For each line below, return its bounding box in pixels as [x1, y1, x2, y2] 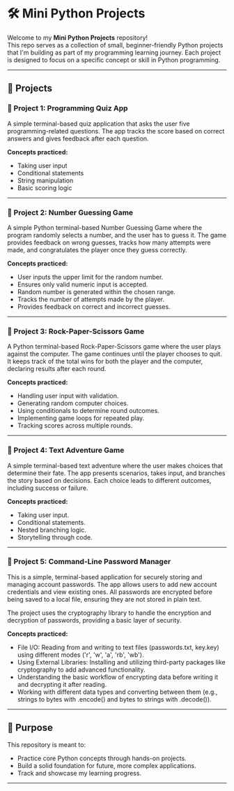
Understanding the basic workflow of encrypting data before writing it [17, 672, 219, 681]
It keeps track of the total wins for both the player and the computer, [7, 357, 203, 365]
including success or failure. [7, 484, 88, 492]
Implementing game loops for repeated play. [17, 414, 145, 423]
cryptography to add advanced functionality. [17, 665, 146, 674]
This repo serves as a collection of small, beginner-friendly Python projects [7, 41, 224, 49]
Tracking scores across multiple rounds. [17, 421, 133, 430]
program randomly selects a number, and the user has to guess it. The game [7, 231, 227, 239]
